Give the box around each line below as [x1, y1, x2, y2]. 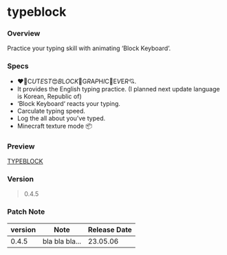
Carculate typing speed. [17, 107, 86, 115]
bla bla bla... [42, 236, 81, 246]
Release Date [87, 225, 132, 234]
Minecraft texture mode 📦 [17, 122, 93, 130]
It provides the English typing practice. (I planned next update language [17, 85, 220, 93]
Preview [7, 142, 35, 151]
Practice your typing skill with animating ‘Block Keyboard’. [7, 44, 171, 52]
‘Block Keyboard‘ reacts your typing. [17, 99, 120, 107]
